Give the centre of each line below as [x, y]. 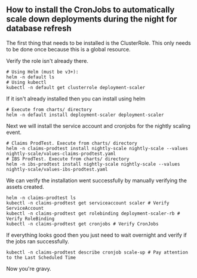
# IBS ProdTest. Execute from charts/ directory [68, 159]
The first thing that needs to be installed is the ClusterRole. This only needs [98, 43]
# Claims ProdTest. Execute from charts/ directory [72, 143]
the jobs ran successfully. [38, 241]
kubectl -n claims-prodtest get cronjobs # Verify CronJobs [83, 224]
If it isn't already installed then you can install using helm [76, 99]
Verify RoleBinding [30, 219]
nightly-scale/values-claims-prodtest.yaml [61, 154]
